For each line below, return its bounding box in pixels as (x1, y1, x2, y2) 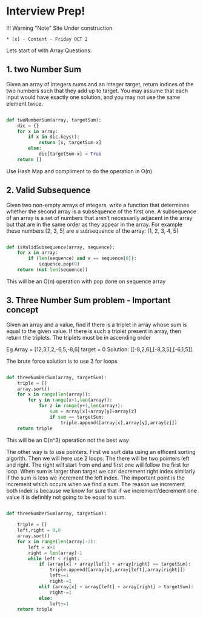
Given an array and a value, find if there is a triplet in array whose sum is (6, 321, 187, 328)
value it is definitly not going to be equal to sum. (6, 493, 126, 501)
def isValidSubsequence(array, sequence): (6, 244, 115, 250)
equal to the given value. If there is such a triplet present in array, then (6, 327, 182, 335)
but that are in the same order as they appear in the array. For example (6, 221, 183, 228)
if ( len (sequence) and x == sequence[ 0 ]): (28, 255, 137, 262)
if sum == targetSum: (49, 414, 104, 420)
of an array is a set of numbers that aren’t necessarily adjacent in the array (6, 214, 193, 221)
